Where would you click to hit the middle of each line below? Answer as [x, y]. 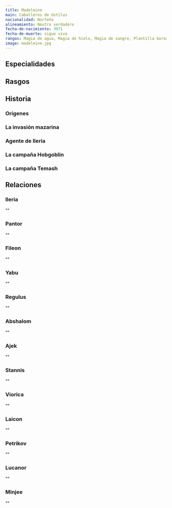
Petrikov [16, 443]
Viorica [15, 394]
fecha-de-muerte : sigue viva [36, 34]
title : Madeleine [24, 10]
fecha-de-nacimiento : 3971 [34, 29]
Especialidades [30, 64]
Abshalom [18, 321]
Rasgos [17, 82]
